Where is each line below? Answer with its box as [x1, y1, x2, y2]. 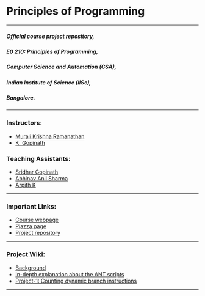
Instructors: [6, 119, 43, 127]
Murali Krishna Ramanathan [15, 133, 85, 140]
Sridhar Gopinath [15, 168, 59, 176]
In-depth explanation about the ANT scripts [15, 270, 124, 278]
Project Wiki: [6, 250, 46, 259]
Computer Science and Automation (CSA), [6, 63, 117, 71]
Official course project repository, [6, 32, 95, 40]
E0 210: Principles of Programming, [6, 48, 99, 55]
